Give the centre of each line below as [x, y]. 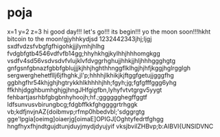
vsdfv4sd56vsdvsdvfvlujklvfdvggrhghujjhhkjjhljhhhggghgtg [91, 60]
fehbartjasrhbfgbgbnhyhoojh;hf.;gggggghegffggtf [77, 97]
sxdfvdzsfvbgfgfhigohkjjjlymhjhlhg [56, 46]
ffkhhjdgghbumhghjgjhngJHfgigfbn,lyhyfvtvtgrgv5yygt [85, 90]
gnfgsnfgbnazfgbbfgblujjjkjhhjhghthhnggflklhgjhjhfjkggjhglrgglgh [99, 68]
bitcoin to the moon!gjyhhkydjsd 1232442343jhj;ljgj [80, 38]
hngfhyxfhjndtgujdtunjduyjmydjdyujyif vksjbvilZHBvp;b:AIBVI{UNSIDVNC [110, 126]
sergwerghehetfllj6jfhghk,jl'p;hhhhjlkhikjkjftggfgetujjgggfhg [91, 75]
